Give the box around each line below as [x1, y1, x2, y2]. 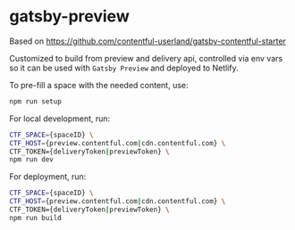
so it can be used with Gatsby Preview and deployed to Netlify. [9, 62, 239, 73]
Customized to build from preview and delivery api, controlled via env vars [9, 53, 283, 63]
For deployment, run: [9, 171, 87, 182]
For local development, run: [9, 113, 111, 124]
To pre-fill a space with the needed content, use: [9, 79, 190, 90]
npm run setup [9, 96, 63, 106]
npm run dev [9, 155, 54, 164]
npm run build [9, 213, 63, 222]
